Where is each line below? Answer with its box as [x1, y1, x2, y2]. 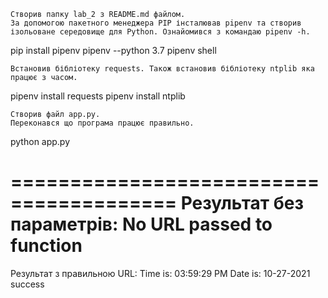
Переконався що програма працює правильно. [10, 118, 195, 128]
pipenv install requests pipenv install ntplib [10, 90, 186, 102]
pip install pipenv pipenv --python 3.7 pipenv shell [10, 45, 217, 56]
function [10, 235, 83, 257]
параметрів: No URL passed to [10, 213, 273, 236]
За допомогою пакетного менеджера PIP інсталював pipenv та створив [10, 18, 302, 28]
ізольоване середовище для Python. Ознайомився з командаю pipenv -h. [10, 27, 311, 37]
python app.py [10, 136, 71, 147]
